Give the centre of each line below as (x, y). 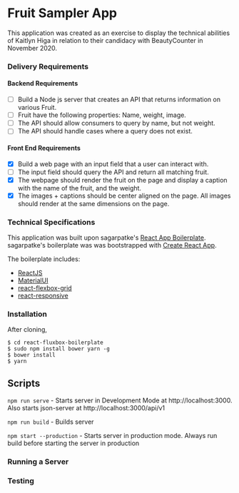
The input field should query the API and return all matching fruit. (113, 172)
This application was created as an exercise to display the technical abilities (119, 33)
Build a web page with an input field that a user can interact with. (113, 164)
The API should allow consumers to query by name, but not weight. (116, 123)
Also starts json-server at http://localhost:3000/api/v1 (86, 408)
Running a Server (38, 462)
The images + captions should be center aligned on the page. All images (124, 195)
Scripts (24, 383)
